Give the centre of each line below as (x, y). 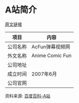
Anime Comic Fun (52, 55)
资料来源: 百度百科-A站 (28, 96)
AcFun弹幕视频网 (51, 46)
